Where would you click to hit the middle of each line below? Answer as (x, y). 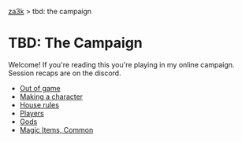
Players (32, 113)
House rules (39, 104)
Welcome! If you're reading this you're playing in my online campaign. (121, 64)
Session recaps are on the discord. (65, 73)
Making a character (51, 96)
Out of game (40, 88)
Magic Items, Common (56, 129)
